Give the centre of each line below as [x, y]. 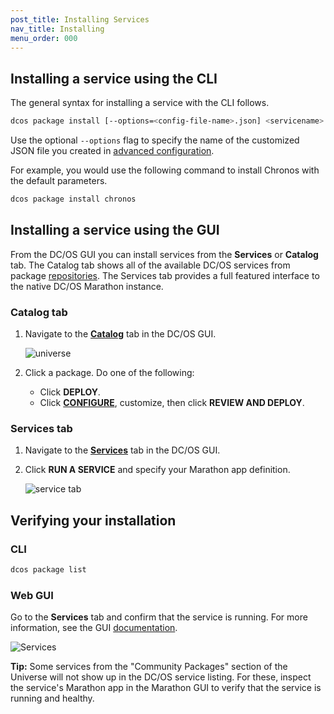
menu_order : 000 [44, 38]
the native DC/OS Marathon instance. [87, 286]
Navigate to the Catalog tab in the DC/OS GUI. [120, 334]
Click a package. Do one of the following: [109, 373]
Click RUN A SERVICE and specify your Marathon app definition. [157, 470]
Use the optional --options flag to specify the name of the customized [155, 140]
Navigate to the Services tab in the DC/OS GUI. [122, 450]
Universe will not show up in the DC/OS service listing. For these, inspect [161, 677]
